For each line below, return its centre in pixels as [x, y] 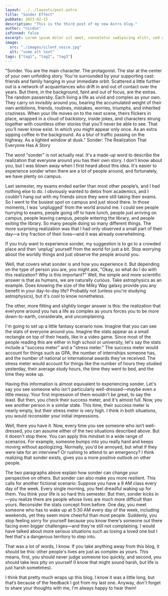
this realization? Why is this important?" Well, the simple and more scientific [83, 275]
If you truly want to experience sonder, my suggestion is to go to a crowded [83, 244]
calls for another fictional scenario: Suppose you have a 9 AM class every [81, 483]
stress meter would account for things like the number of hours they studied [83, 364]
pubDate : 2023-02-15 [27, 19]
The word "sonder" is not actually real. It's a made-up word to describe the [82, 155]
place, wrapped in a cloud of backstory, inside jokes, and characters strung [83, 119]
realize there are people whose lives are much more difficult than [85, 499]
